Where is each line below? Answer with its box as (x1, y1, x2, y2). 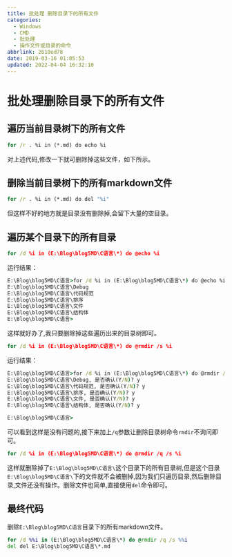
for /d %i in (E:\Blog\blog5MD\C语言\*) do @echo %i (7, 250, 160, 257)
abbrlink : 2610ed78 (7, 49, 64, 56)
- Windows (13, 23, 41, 30)
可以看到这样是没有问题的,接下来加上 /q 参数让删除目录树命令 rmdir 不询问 (7, 428, 213, 436)
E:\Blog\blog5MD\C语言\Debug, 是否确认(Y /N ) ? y (7, 376, 140, 383)
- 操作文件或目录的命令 (13, 42, 71, 49)
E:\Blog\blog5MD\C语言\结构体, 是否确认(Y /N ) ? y (7, 402, 140, 409)
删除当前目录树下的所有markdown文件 (7, 177, 173, 188)
